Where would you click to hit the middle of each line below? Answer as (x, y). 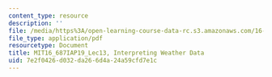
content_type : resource (49, 16)
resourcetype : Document (49, 46)
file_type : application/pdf (56, 38)
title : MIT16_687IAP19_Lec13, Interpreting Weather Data (106, 53)
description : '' (36, 23)
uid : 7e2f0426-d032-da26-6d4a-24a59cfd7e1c (83, 61)
